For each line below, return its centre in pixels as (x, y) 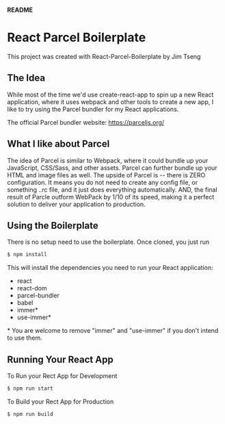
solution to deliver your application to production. (76, 204)
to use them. (25, 338)
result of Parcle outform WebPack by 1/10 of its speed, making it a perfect (111, 197)
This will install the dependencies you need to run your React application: (110, 268)
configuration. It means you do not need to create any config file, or (103, 182)
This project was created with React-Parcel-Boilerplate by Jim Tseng (104, 56)
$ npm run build (30, 414)
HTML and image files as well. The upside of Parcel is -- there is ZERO (106, 175)
